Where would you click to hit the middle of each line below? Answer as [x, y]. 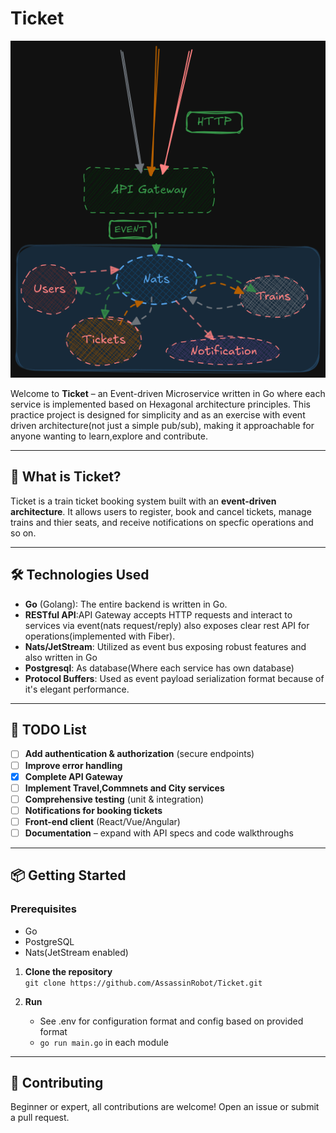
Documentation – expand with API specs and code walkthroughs [159, 833]
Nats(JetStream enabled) [76, 952]
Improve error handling [73, 765]
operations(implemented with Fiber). [100, 636]
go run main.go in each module [104, 1042]
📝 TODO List [48, 730]
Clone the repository [68, 971]
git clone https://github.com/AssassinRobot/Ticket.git [143, 983]
